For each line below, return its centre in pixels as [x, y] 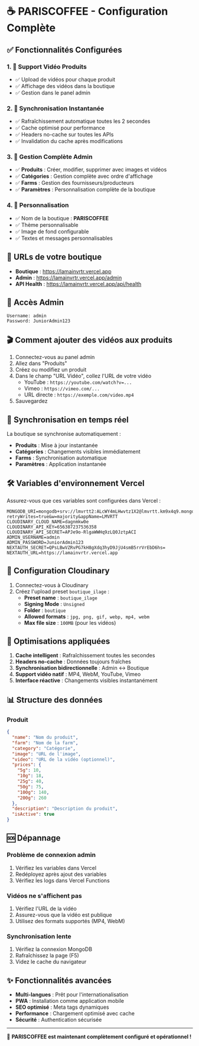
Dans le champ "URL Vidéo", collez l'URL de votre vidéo [83, 376]
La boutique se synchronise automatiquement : [64, 434]
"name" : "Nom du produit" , [45, 738]
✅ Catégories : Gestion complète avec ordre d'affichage [84, 176]
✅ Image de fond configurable [52, 232]
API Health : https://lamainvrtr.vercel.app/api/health [78, 284]
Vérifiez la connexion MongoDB [54, 949]
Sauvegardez [31, 401]
